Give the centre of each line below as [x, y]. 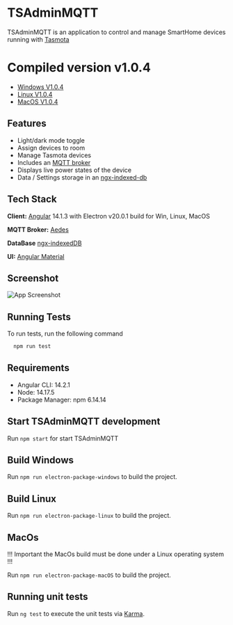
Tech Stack [32, 199]
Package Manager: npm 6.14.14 [62, 399]
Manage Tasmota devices [54, 155]
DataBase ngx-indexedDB [45, 243]
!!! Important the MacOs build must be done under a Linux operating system [116, 554]
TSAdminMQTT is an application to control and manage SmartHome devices [116, 32]
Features [27, 124]
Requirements [38, 368]
